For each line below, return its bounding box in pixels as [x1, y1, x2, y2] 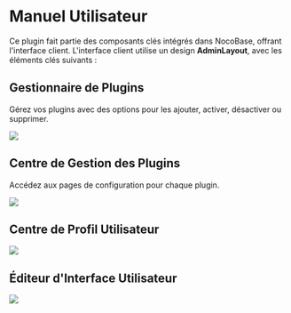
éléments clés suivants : [9, 54, 98, 65]
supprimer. [9, 113, 49, 124]
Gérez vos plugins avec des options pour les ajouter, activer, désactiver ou [9, 104, 282, 115]
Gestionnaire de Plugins [9, 80, 145, 95]
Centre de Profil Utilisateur [9, 221, 160, 237]
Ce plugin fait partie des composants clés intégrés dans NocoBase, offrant [9, 36, 282, 46]
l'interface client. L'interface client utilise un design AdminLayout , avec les [9, 44, 282, 55]
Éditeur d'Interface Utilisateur [9, 270, 177, 285]
